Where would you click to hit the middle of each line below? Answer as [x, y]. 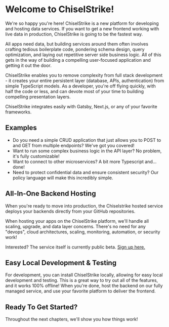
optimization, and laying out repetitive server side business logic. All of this [83, 55]
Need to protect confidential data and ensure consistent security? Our [86, 172]
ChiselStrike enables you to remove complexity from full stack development [84, 75]
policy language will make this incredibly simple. [63, 178]
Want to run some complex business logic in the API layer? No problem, [87, 151]
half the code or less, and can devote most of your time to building [75, 91]
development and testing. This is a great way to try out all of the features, [82, 280]
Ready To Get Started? [41, 307]
